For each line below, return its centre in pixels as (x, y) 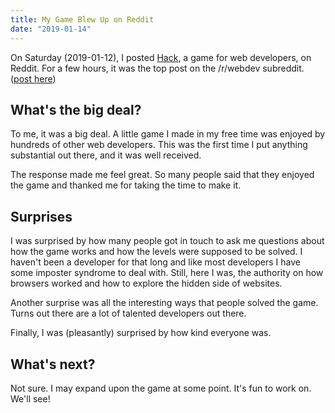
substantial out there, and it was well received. (106, 155)
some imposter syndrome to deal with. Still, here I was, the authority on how (167, 273)
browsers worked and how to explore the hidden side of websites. (146, 283)
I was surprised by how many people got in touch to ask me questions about (167, 241)
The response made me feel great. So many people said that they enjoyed (162, 175)
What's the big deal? (76, 109)
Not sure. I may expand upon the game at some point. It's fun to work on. (161, 388)
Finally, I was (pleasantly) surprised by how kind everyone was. (141, 333)
